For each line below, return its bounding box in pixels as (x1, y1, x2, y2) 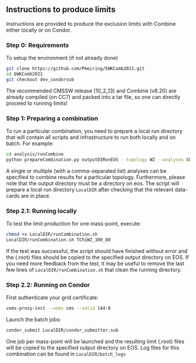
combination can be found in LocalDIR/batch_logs (6, 350, 127, 357)
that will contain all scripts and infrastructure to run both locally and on (6, 134, 176, 141)
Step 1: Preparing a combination (6, 114, 99, 122)
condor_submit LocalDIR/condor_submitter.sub (6, 327, 118, 333)
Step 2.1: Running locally (6, 207, 77, 215)
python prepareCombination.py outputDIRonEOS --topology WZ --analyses (6, 156, 184, 163)
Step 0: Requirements (6, 41, 69, 49)
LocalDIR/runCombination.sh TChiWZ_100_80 (6, 237, 111, 242)
